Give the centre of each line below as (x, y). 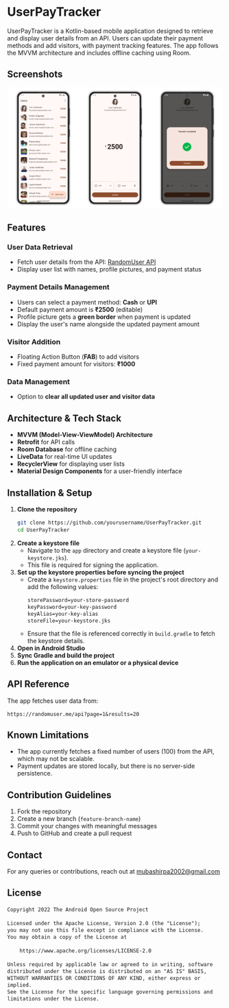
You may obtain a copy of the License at (67, 937)
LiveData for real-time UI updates (64, 457)
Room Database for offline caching (67, 449)
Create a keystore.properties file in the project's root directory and (122, 579)
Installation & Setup (50, 493)
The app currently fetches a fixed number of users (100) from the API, (116, 752)
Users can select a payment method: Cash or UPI (87, 302)
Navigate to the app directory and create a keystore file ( (107, 550)
